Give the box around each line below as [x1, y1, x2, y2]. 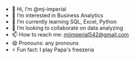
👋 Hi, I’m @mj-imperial [11, 6, 67, 12]
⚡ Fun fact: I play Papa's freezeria [11, 46, 95, 53]
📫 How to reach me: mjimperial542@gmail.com [11, 31, 129, 38]
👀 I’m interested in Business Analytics [11, 12, 104, 19]
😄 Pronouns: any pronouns [11, 40, 79, 47]
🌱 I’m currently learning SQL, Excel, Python [11, 18, 117, 25]
